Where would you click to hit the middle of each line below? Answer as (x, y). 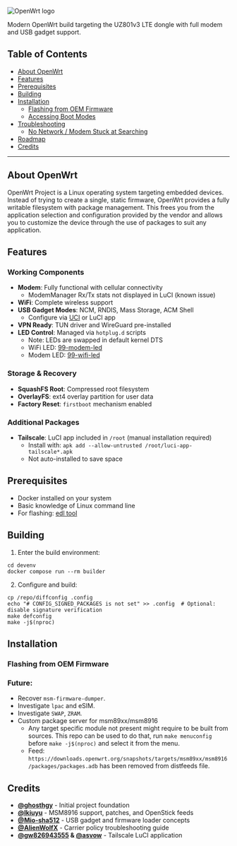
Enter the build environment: (59, 552)
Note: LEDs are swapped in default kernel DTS (96, 340)
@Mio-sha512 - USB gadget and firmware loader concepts (104, 820)
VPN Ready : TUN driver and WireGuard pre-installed (94, 325)
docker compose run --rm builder (56, 571)
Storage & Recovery (42, 373)
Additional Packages (43, 422)
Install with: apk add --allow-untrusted (85, 445)
